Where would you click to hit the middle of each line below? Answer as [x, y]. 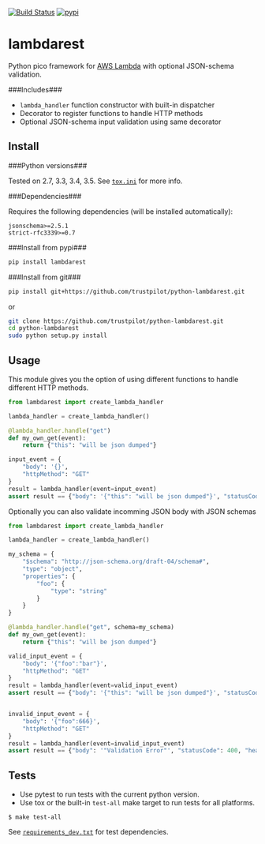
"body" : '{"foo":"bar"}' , [65, 663]
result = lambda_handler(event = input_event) [82, 489]
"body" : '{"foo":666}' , [62, 721]
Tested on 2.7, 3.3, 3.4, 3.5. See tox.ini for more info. [95, 181]
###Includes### [35, 89]
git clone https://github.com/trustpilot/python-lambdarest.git [116, 321]
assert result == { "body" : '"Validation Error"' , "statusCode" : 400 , [125, 751]
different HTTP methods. [49, 388]
